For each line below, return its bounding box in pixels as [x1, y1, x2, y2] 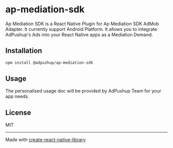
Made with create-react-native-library [5, 137, 86, 143]
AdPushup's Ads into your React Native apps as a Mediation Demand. [5, 31, 153, 38]
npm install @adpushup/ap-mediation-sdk [5, 60, 94, 65]
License [5, 108, 31, 117]
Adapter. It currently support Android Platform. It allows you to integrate [5, 26, 158, 32]
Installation [5, 46, 42, 55]
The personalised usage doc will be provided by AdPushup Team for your [5, 88, 161, 94]
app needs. [5, 94, 29, 100]
